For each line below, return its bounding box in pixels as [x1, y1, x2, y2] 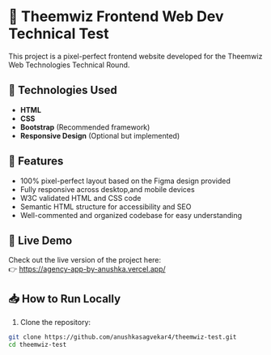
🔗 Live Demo [8, 233, 73, 247]
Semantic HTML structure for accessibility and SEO [19, 202, 192, 212]
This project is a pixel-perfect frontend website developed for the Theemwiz [8, 51, 263, 61]
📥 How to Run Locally [8, 292, 121, 306]
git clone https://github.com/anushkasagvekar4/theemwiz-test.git [8, 333, 237, 341]
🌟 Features [8, 154, 64, 169]
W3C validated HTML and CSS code [19, 193, 142, 203]
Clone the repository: [19, 318, 91, 327]
